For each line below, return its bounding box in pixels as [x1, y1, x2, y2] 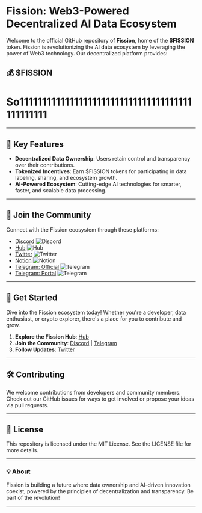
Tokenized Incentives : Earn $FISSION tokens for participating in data [14, 168, 188, 175]
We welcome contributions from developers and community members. [6, 389, 181, 396]
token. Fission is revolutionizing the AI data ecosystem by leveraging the [6, 43, 185, 51]
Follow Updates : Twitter [14, 346, 75, 353]
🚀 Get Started [6, 293, 58, 303]
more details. [6, 447, 39, 454]
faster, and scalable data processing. [14, 187, 107, 194]
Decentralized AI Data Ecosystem [6, 17, 177, 31]
